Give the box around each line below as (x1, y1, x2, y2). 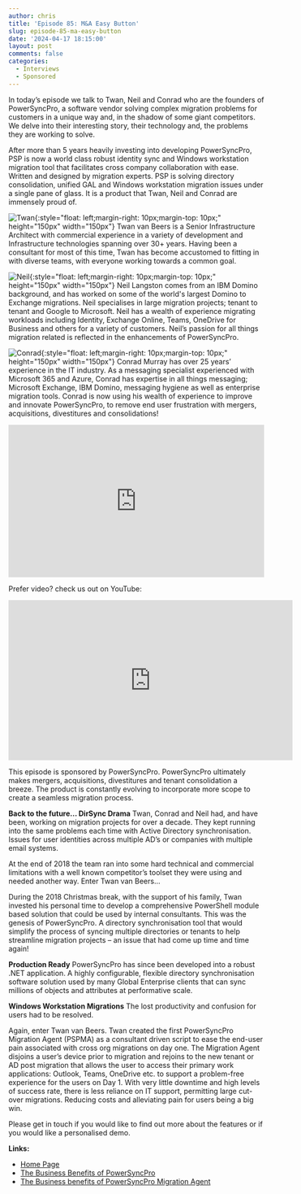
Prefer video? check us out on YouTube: (8, 583, 142, 594)
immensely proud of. (8, 197, 77, 207)
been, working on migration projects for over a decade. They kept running (8, 817, 256, 826)
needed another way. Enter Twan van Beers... (8, 876, 161, 886)
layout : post (8, 42, 53, 50)
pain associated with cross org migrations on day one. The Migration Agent (8, 1043, 260, 1052)
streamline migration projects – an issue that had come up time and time (8, 935, 250, 944)
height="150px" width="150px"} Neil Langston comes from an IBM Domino (8, 280, 258, 290)
